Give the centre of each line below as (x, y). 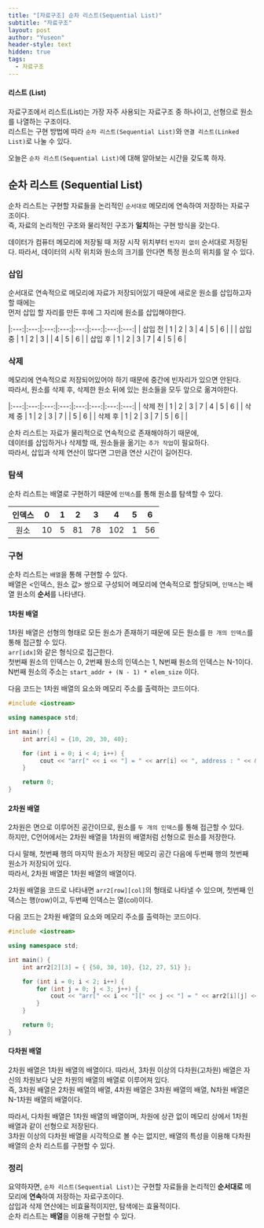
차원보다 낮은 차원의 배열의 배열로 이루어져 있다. (96, 1080)
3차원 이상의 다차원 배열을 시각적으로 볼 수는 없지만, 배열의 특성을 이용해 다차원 (130, 1136)
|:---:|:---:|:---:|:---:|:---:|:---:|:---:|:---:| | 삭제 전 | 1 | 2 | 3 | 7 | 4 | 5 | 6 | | (126, 407)
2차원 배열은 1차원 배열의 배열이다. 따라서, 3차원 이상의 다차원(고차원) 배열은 (125, 1070)
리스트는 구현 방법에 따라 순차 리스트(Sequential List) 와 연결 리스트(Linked (124, 131)
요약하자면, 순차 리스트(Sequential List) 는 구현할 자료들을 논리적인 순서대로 (126, 1187)
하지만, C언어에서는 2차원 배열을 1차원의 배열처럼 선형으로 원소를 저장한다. (122, 837)
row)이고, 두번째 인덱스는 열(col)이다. (95, 900)
